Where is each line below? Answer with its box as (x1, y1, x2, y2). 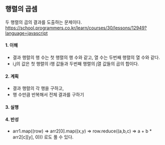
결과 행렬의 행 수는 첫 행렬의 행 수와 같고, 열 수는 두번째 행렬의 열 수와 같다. (12, 54, 160, 60)
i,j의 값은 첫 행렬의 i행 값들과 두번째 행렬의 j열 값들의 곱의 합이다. (12, 61, 139, 67)
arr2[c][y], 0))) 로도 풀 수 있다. (12, 134, 74, 140)
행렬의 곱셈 (5, 5, 38, 14)
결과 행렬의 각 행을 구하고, (12, 85, 64, 92)
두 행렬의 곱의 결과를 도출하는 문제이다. (5, 19, 82, 25)
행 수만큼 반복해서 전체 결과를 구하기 (12, 92, 84, 98)
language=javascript (5, 30, 48, 36)
